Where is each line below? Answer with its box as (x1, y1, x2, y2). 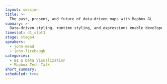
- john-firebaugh (9, 48, 46, 53)
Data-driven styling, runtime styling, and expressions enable (9, 26, 143, 31)
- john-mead (9, 44, 35, 49)
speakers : (5, 40, 26, 44)
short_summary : (5, 67, 37, 72)
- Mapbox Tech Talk (9, 62, 50, 67)
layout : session (5, 7, 39, 12)
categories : (5, 53, 30, 58)
